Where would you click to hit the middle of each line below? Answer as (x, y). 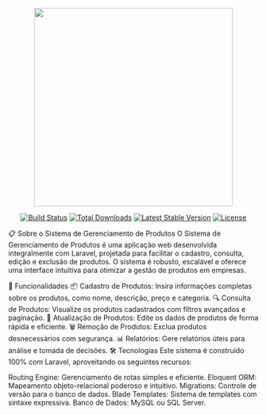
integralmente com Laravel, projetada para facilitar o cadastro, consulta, (126, 253)
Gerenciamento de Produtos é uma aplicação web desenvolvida (113, 245)
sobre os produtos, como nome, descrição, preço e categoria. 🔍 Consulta (130, 298)
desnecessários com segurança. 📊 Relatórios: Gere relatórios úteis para (127, 338)
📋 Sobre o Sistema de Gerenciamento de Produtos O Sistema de (114, 233)
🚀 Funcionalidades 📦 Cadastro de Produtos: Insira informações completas (130, 286)
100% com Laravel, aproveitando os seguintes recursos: (100, 362)
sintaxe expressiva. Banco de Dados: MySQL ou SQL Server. (107, 402)
